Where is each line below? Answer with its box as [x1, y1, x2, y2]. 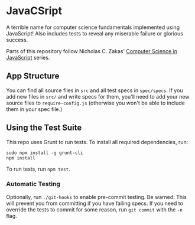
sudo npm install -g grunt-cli [6, 149, 83, 156]
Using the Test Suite [6, 123, 82, 133]
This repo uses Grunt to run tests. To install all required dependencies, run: [6, 138, 188, 145]
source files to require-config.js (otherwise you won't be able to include [6, 99, 185, 106]
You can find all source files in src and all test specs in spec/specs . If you [6, 87, 183, 94]
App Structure [6, 71, 60, 81]
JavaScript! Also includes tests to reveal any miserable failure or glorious [6, 30, 183, 37]
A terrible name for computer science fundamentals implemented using [6, 24, 180, 31]
